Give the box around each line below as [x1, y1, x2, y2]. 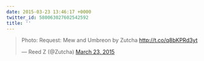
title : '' [6, 20, 32, 26]
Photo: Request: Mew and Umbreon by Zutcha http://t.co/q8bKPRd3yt [21, 37, 198, 44]
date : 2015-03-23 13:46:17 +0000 [6, 8, 92, 15]
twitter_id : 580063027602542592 [6, 14, 89, 21]
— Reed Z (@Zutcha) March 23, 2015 [21, 48, 115, 56]
